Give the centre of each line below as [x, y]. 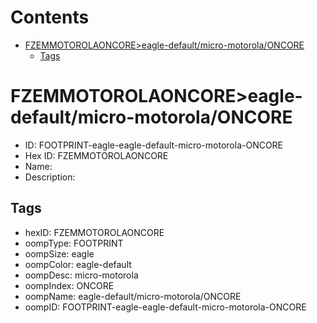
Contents [50, 17]
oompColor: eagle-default [78, 264]
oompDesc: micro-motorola [81, 275]
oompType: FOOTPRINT [74, 243]
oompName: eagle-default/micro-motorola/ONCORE [133, 296]
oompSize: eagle [59, 253]
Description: [50, 177]
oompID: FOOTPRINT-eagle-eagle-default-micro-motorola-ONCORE [165, 307]
